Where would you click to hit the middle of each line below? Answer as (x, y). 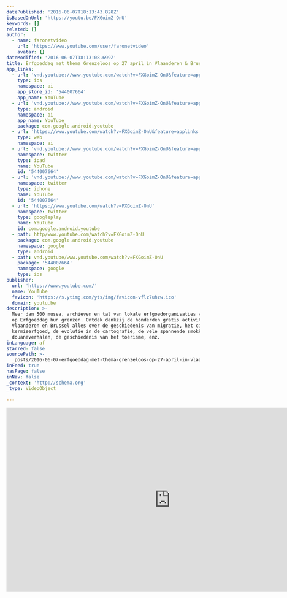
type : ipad (31, 160)
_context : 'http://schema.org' (46, 383)
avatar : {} (31, 52)
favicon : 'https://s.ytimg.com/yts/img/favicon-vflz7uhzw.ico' (94, 297)
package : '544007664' (45, 263)
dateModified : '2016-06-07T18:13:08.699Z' (61, 58)
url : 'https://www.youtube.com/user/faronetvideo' (83, 47)
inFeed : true (23, 366)
